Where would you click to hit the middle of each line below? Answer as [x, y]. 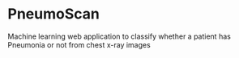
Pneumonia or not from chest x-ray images [79, 44]
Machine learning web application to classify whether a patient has [119, 36]
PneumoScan [54, 14]
